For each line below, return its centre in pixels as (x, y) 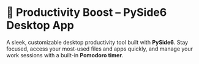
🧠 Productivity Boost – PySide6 (87, 12)
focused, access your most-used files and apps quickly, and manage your (100, 49)
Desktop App (40, 25)
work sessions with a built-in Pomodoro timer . (65, 55)
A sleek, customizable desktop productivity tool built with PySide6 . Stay (97, 42)
